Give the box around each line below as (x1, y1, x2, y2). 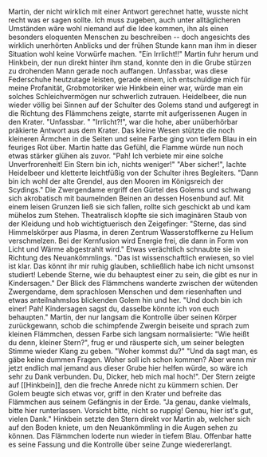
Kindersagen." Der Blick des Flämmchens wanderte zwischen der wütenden (8, 279, 258, 288)
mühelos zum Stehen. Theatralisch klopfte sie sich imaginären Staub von (8, 211, 247, 220)
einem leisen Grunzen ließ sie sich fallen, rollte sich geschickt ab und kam (8, 202, 251, 211)
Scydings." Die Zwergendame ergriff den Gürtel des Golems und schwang (8, 185, 251, 194)
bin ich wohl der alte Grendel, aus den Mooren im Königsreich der (8, 177, 224, 186)
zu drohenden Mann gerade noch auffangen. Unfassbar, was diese (8, 66, 229, 75)
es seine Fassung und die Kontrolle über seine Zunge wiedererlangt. (8, 439, 233, 449)
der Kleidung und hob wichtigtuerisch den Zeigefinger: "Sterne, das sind (8, 219, 247, 228)
